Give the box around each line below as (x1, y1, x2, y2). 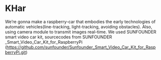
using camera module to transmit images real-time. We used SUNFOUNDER (5, 29, 157, 35)
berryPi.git (5, 49, 26, 55)
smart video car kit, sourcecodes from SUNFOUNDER (5, 34, 113, 40)
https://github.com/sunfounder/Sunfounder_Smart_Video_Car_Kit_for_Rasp (6, 44, 156, 50)
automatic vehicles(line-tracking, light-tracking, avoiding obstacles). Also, (5, 24, 153, 29)
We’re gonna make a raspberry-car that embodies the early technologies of (5, 19, 156, 24)
